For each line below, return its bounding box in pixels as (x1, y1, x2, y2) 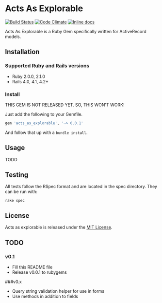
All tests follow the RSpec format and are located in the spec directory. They (5, 184, 158, 189)
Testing (5, 171, 29, 179)
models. (5, 34, 21, 39)
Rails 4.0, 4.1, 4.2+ (12, 78, 49, 84)
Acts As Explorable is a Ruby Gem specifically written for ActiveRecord (5, 28, 146, 34)
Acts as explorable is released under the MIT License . (5, 225, 113, 230)
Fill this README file (12, 264, 53, 270)
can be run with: (5, 189, 38, 195)
